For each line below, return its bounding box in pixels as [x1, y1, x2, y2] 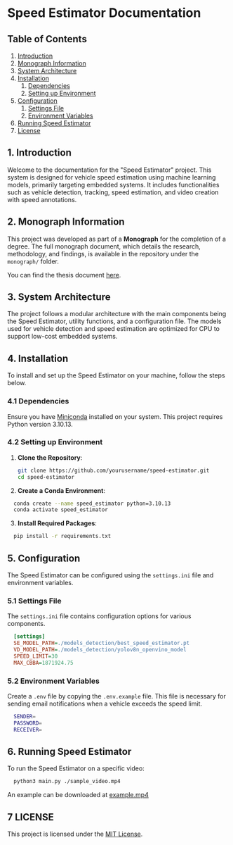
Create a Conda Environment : [17, 486, 105, 494]
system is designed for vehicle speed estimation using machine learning [7, 173, 216, 181]
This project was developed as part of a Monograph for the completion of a [7, 234, 227, 243]
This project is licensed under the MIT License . [7, 830, 143, 839]
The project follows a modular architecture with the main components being [7, 310, 227, 318]
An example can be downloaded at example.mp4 [7, 791, 149, 799]
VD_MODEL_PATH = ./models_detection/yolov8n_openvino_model [13, 646, 187, 653]
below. [7, 379, 27, 387]
